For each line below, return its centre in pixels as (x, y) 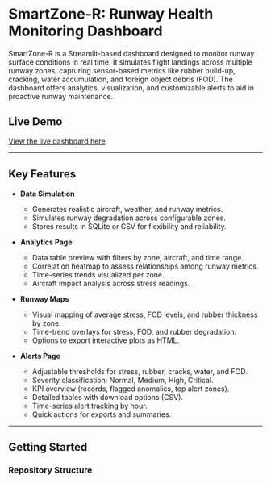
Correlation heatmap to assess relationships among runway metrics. (146, 266)
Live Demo (35, 122)
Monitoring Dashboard (85, 31)
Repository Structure (50, 470)
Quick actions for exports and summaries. (102, 414)
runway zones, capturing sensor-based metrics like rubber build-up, (122, 70)
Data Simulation (47, 194)
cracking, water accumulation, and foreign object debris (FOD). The (121, 79)
